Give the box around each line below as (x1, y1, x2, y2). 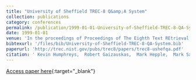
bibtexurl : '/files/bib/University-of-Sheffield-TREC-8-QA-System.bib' (6, 41, 184, 47)
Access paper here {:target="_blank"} (6, 67, 96, 74)
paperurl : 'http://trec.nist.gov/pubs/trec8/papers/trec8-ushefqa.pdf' (6, 46, 184, 52)
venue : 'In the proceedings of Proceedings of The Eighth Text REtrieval (6, 35, 190, 41)
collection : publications (6, 14, 69, 20)
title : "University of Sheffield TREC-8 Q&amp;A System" (6, 8, 148, 14)
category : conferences (6, 19, 61, 25)
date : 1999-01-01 (6, 30, 48, 36)
